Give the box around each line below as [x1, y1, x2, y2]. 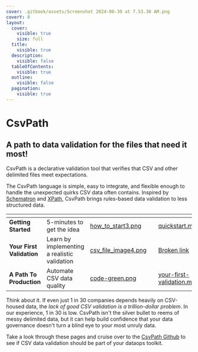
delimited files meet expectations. [6, 171, 88, 178]
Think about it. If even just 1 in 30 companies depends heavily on [6, 296, 164, 304]
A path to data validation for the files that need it [6, 140, 187, 150]
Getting [9, 218, 31, 226]
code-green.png [90, 274, 137, 282]
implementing [46, 242, 84, 250]
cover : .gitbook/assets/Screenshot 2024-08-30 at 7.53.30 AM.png [6, 8, 170, 15]
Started [9, 225, 31, 233]
